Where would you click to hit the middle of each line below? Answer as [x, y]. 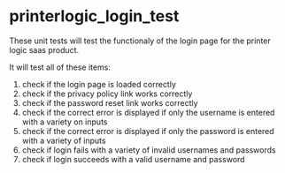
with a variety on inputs [65, 122]
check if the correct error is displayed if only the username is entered [148, 112]
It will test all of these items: [60, 67]
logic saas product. [44, 49]
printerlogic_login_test [94, 16]
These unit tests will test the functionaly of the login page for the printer [140, 41]
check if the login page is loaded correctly [99, 84]
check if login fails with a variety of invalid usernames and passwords [149, 150]
